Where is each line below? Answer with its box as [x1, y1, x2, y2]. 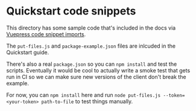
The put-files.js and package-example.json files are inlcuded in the [6, 42, 176, 49]
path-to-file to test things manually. [41, 98, 133, 105]
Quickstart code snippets [6, 4, 136, 18]
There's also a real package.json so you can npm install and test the [6, 60, 177, 68]
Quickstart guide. [6, 48, 49, 55]
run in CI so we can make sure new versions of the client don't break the [6, 73, 186, 80]
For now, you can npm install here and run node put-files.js [6, 91, 161, 98]
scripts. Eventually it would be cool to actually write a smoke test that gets [6, 66, 191, 74]
